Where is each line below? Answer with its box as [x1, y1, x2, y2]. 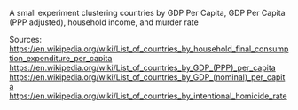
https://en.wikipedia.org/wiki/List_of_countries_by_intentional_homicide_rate [9, 90, 287, 101]
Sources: [9, 35, 43, 44]
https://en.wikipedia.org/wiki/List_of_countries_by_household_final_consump [9, 43, 289, 54]
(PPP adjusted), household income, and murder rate [9, 17, 200, 27]
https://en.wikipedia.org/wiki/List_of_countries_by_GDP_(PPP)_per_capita [9, 62, 277, 73]
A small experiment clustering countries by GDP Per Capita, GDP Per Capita [9, 8, 286, 18]
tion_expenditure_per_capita [9, 53, 113, 63]
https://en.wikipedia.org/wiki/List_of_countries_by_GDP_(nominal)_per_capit [9, 72, 286, 82]
